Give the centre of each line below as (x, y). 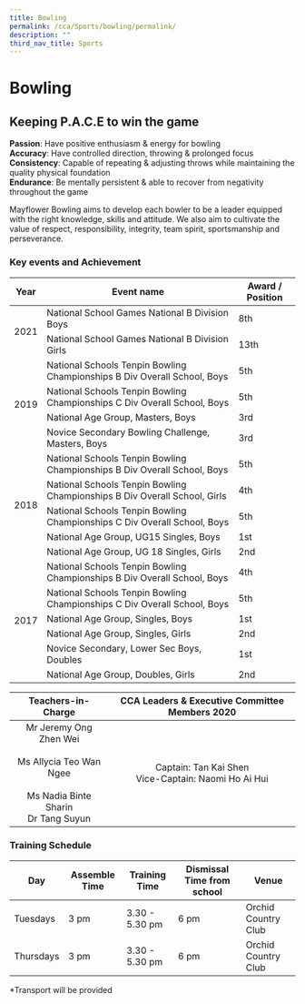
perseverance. (36, 238)
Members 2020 (202, 712)
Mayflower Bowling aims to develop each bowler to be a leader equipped (146, 209)
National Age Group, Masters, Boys (122, 417)
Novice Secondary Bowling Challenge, (128, 431)
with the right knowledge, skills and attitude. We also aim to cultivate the (144, 219)
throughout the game (49, 192)
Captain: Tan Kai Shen (202, 767)
